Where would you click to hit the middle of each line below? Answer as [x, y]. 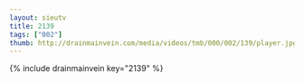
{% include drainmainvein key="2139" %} [87, 68]
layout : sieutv [38, 18]
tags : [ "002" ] [36, 34]
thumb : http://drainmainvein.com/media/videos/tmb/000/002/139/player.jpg [153, 43]
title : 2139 [32, 26]
